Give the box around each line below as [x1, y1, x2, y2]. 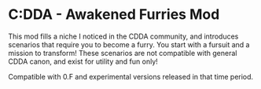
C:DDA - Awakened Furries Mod [8, 6, 220, 24]
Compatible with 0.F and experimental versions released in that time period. [8, 72, 254, 81]
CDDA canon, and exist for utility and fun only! [8, 57, 159, 66]
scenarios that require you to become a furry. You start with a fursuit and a [8, 39, 250, 49]
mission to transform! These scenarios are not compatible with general [8, 48, 237, 57]
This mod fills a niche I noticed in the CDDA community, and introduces [8, 32, 239, 41]
